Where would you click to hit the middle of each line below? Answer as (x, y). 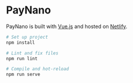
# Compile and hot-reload (37, 69)
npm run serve (23, 75)
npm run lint (22, 58)
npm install (20, 42)
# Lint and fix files (32, 53)
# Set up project (27, 37)
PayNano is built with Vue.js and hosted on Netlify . (67, 26)
